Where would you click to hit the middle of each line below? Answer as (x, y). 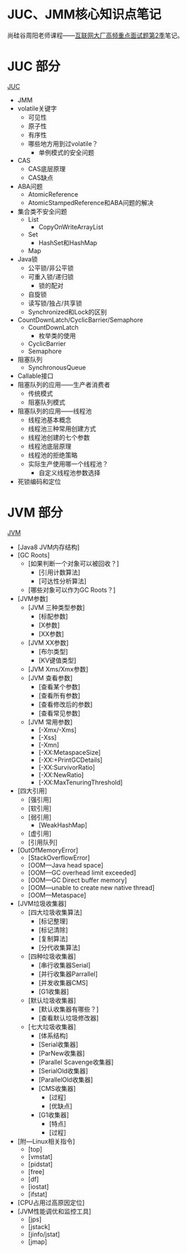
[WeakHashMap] (63, 825)
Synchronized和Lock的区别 (67, 311)
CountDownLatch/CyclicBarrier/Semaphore (80, 320)
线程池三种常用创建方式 (62, 428)
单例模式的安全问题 (66, 152)
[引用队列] (43, 842)
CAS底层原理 (47, 168)
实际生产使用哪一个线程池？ (68, 464)
